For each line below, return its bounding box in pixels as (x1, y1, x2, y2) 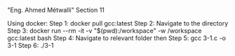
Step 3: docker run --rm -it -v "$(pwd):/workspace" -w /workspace (7, 27, 202, 35)
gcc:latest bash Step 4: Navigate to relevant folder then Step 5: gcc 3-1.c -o (7, 34, 227, 42)
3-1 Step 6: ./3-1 (7, 41, 54, 49)
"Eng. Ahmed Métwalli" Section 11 (7, 6, 105, 14)
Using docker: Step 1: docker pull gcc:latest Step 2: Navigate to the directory (7, 19, 229, 27)
